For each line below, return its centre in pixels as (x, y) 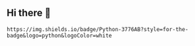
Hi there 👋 (29, 13)
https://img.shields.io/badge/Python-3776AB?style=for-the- (98, 29)
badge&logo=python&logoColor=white (59, 35)
